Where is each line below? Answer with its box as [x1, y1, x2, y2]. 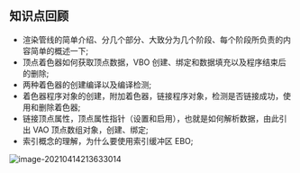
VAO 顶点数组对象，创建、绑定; [32, 124, 149, 135]
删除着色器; [38, 102, 81, 113]
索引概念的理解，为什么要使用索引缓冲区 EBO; [22, 135, 194, 146]
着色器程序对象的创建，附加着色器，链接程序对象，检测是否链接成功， [22, 90, 284, 101]
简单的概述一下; [30, 45, 89, 56]
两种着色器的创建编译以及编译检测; [22, 79, 152, 90]
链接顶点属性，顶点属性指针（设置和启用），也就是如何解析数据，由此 [22, 113, 279, 123]
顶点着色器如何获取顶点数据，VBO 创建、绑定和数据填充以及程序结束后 [22, 57, 286, 68]
